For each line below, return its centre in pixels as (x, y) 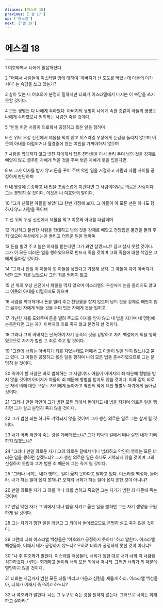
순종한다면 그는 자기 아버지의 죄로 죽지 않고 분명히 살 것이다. (62, 324)
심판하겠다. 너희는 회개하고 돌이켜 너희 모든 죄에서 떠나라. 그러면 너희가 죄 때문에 (81, 562)
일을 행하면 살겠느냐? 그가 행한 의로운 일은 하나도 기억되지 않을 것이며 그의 (84, 457)
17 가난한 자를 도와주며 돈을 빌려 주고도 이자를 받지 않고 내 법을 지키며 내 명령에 (80, 318)
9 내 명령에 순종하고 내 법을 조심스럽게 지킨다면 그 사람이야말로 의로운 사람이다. (80, 187)
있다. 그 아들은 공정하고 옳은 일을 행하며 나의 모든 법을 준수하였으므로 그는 (80, 357)
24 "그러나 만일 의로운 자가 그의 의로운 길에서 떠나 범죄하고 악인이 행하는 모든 (78, 451)
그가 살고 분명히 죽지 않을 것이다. (45, 408)
